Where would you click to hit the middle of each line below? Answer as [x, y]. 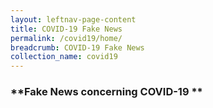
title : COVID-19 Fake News [66, 29]
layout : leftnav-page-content [73, 19]
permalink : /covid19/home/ [66, 38]
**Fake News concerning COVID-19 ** [106, 92]
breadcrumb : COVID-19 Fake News [77, 47]
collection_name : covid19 [64, 57]
